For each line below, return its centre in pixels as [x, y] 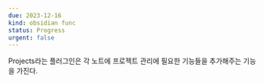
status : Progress [37, 30]
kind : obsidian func [42, 23]
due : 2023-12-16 [35, 15]
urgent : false [32, 38]
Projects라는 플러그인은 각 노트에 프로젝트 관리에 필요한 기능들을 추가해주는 [125, 61]
